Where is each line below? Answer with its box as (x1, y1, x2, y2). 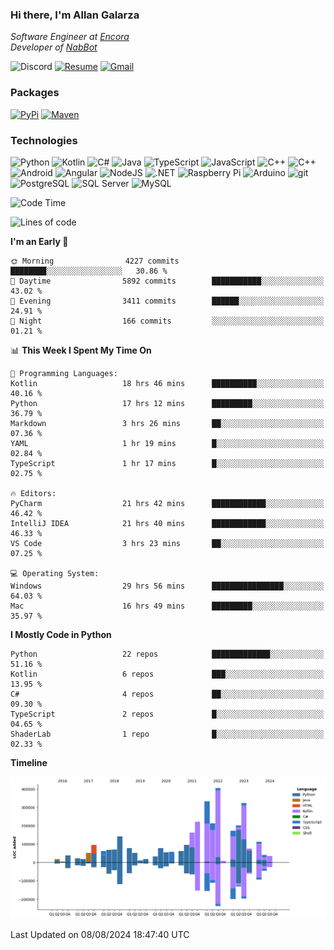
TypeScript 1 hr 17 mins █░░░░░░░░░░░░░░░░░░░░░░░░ (10, 458, 325, 468)
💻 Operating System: (10, 568, 100, 578)
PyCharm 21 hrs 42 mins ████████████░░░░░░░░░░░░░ (10, 498, 325, 508)
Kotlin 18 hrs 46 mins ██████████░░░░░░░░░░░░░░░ (10, 378, 325, 388)
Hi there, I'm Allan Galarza (10, 8, 140, 22)
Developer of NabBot (10, 41, 98, 53)
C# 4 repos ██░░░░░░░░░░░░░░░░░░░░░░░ (10, 689, 325, 699)
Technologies (10, 133, 78, 147)
